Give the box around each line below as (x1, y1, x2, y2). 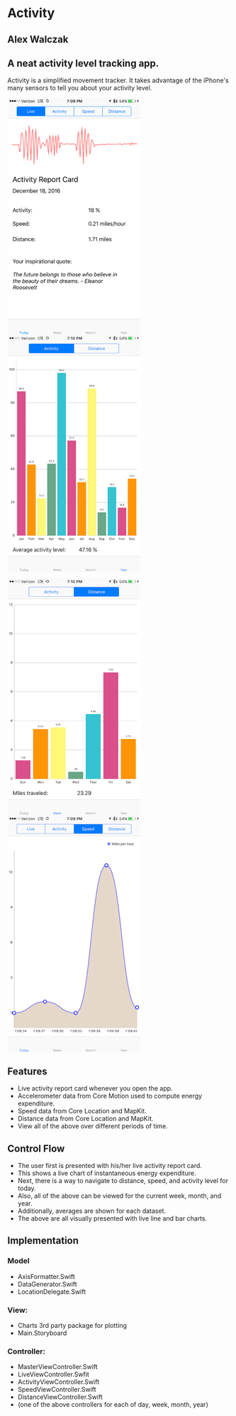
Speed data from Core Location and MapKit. (17, 1107, 147, 1115)
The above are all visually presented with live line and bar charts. (17, 1214, 208, 1223)
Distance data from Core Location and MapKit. (17, 1114, 154, 1123)
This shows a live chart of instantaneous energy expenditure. (17, 1169, 196, 1177)
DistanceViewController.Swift (17, 1393, 103, 1401)
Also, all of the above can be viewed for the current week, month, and (17, 1191, 222, 1200)
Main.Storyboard (17, 1329, 67, 1337)
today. (17, 1184, 37, 1193)
